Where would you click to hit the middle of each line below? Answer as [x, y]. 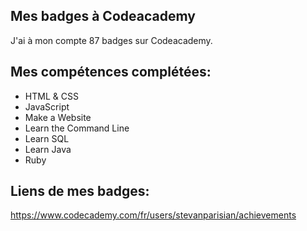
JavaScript [47, 106]
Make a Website [58, 117]
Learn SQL [47, 138]
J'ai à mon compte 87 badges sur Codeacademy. [111, 40]
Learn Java [48, 149]
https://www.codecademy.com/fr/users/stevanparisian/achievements [153, 215]
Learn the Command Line [77, 128]
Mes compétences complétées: [111, 72]
